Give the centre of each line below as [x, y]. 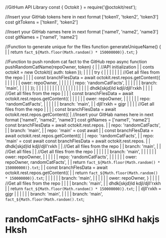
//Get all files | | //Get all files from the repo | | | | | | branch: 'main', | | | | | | [81, 152]
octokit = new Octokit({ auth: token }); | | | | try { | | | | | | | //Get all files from [83, 72]
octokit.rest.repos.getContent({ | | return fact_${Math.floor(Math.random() [82, 173]
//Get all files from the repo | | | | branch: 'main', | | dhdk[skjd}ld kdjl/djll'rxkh [83, 183]
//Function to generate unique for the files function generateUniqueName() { [83, 47]
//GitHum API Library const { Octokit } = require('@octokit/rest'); [71, 7]
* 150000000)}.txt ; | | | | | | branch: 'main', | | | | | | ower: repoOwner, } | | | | [83, 178]
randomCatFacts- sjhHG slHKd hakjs [83, 219]
